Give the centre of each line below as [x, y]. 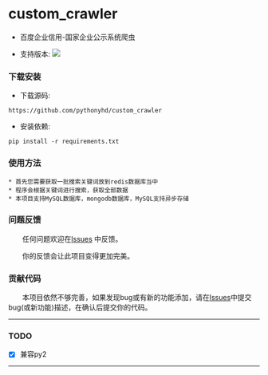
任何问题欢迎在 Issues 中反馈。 [72, 239]
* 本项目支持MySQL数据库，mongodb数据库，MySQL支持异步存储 [99, 199]
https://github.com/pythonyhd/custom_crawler [85, 111]
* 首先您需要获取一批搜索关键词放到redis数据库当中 [83, 182]
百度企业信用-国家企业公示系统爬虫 [77, 37]
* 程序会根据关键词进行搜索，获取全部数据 [69, 190]
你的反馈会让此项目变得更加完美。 [78, 255]
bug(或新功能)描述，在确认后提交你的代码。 [80, 307]
